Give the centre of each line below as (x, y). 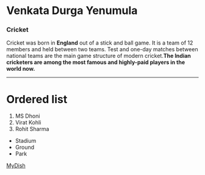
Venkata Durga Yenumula (72, 11)
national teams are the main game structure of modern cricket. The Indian (99, 56)
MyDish (16, 166)
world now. (21, 69)
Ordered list (37, 99)
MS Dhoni (27, 116)
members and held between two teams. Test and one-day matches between (102, 49)
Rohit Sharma (32, 129)
